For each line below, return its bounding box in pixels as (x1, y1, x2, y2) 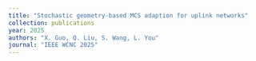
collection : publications (8, 19, 94, 27)
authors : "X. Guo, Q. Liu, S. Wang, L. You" (8, 33, 159, 42)
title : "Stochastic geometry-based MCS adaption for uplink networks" (8, 11, 249, 20)
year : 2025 (8, 26, 45, 34)
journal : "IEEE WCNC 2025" (8, 41, 98, 49)
